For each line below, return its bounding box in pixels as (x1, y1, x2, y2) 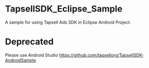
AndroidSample (5, 57, 37, 63)
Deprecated (5, 36, 54, 47)
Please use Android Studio (5, 52, 58, 58)
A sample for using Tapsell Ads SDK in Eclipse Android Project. (5, 19, 131, 25)
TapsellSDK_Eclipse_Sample (5, 3, 123, 14)
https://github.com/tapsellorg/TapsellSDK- (59, 52, 144, 58)
